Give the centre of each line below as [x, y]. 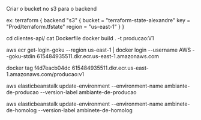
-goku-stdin [21, 56]
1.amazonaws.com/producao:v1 [45, 74]
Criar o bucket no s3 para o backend [52, 9]
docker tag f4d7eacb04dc [38, 68]
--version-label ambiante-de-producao [88, 92]
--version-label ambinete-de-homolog [85, 110]
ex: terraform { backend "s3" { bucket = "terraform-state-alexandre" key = [98, 20]
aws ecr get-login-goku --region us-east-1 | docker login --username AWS [99, 50]
